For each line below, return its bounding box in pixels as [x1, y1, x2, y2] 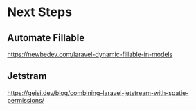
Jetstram [7, 70, 47, 82]
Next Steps [7, 4, 73, 20]
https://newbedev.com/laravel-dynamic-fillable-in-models [7, 50, 173, 58]
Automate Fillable [7, 32, 85, 44]
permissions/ [7, 96, 45, 104]
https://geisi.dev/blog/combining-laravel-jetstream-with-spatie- [7, 88, 189, 97]
